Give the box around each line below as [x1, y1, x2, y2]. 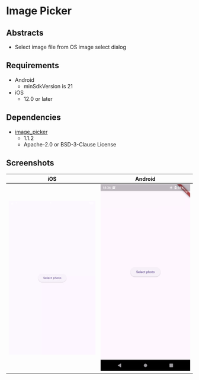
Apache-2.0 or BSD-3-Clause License [23, 140, 117, 148]
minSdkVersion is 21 [23, 82, 73, 90]
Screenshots [6, 158, 54, 168]
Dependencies [6, 113, 61, 123]
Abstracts [6, 28, 44, 38]
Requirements [6, 60, 59, 71]
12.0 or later [23, 95, 53, 102]
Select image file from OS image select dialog [14, 43, 126, 50]
